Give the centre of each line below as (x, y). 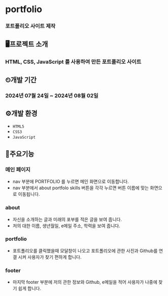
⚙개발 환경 (22, 114)
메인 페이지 (18, 170)
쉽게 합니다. (30, 288)
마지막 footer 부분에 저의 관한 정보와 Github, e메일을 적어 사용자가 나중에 (85, 282)
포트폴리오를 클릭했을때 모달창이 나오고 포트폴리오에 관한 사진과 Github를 (85, 250)
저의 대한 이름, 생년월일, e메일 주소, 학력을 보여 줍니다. (66, 226)
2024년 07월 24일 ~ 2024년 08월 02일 (52, 96)
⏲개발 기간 (21, 80)
